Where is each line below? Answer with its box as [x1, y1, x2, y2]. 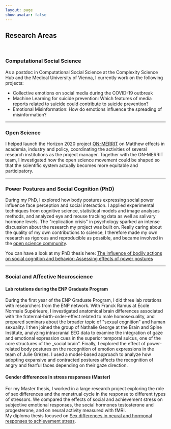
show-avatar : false [5, 12, 47, 17]
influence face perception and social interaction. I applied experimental [5, 202, 154, 208]
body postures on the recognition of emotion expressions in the [21, 346, 154, 352]
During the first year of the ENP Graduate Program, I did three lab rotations [5, 297, 162, 303]
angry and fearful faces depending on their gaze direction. [5, 362, 128, 368]
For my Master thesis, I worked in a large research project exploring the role [5, 385, 164, 391]
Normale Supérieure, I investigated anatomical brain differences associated [5, 308, 163, 314]
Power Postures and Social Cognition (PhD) [5, 185, 115, 192]
